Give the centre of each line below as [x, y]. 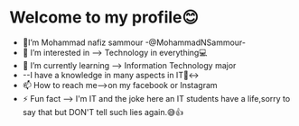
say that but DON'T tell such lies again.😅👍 [103, 112]
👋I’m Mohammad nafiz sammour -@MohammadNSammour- [134, 42]
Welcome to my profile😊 [104, 18]
